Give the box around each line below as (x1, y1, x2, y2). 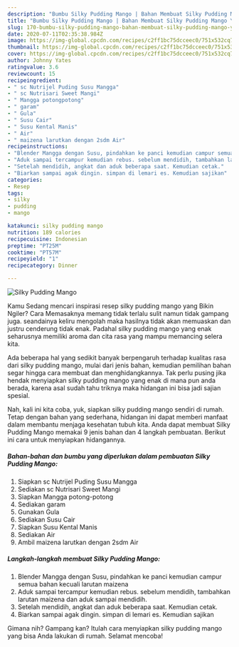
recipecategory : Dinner (7, 262, 78, 270)
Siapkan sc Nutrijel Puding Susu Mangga (17, 477, 137, 486)
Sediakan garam (17, 500, 66, 509)
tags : (7, 190, 23, 197)
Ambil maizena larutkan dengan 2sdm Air (17, 538, 139, 546)
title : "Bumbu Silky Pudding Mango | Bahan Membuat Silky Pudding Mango (7, 17, 228, 24)
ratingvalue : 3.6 (7, 63, 59, 71)
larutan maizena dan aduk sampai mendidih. (17, 595, 147, 603)
